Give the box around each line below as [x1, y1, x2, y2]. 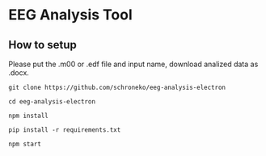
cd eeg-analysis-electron [8, 98, 95, 106]
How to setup [8, 38, 77, 52]
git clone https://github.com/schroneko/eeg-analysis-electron [8, 83, 226, 91]
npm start [8, 140, 42, 148]
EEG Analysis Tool [8, 6, 133, 24]
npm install [8, 112, 49, 120]
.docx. [8, 68, 30, 78]
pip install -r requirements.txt [8, 126, 121, 134]
